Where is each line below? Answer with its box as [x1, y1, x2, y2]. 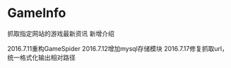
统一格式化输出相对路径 [7, 53, 76, 62]
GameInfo [7, 5, 66, 21]
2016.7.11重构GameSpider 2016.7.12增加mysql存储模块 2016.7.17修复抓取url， [7, 44, 228, 52]
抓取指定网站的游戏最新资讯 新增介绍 [7, 29, 114, 38]
